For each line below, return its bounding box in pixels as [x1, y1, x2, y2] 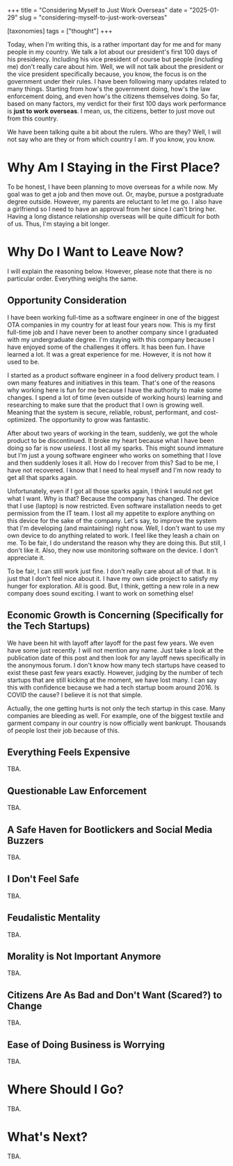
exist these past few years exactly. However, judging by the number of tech [7, 668, 223, 676]
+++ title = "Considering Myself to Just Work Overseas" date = [7, 6, 188, 14]
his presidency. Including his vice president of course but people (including [7, 55, 223, 63]
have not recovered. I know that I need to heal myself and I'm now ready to [7, 466, 222, 474]
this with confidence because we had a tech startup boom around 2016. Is [7, 683, 220, 692]
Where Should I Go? [7, 1082, 124, 1098]
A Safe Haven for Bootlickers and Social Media [7, 823, 213, 835]
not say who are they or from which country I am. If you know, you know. [7, 135, 216, 143]
